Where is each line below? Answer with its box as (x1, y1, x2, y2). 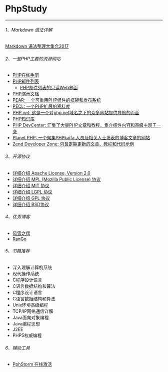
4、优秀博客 (5, 214, 30, 220)
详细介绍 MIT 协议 (12, 182, 50, 189)
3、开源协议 (5, 153, 30, 159)
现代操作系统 (12, 270, 39, 276)
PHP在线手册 (12, 72, 39, 78)
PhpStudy (5, 3, 47, 15)
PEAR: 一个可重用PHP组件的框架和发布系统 (12, 97, 101, 103)
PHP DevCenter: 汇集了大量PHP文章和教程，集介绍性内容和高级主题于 (12, 122, 157, 128)
